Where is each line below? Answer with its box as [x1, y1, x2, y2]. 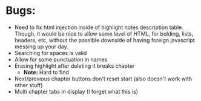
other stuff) [14, 81, 43, 88]
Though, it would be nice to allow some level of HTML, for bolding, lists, [14, 30, 194, 37]
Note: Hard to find [23, 68, 69, 76]
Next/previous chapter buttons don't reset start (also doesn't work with [14, 75, 193, 82]
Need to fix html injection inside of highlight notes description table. [14, 24, 184, 31]
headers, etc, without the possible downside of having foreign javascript [14, 36, 195, 44]
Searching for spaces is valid [14, 49, 87, 56]
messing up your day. [14, 43, 68, 50]
